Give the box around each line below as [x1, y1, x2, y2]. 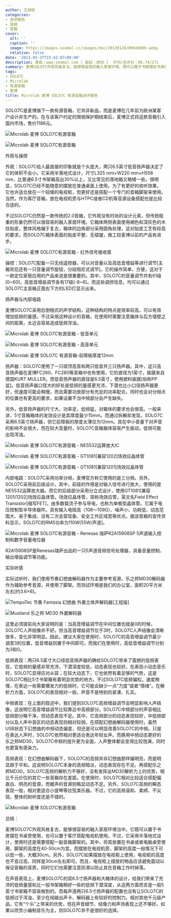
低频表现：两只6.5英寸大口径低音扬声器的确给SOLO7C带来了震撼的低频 [5, 657, 155, 663]
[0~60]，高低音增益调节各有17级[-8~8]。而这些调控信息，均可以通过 [5, 279, 150, 285]
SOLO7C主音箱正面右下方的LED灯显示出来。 [5, 285, 99, 291]
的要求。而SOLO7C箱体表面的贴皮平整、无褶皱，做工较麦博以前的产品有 [5, 232, 157, 238]
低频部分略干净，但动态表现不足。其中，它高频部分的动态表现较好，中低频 [5, 713, 161, 719]
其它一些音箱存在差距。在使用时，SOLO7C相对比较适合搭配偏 [32, 775, 162, 781]
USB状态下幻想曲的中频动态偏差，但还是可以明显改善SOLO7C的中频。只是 [5, 726, 162, 732]
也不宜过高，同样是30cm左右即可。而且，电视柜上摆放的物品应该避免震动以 [5, 858, 164, 864]
